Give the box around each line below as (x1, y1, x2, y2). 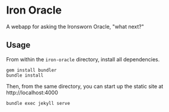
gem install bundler (6, 67, 58, 73)
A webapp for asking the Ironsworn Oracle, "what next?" (6, 23, 144, 30)
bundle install (6, 72, 44, 78)
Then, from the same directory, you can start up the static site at (6, 83, 164, 90)
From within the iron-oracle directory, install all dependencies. (6, 55, 160, 62)
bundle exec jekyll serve (6, 100, 70, 106)
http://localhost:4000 (6, 89, 58, 96)
